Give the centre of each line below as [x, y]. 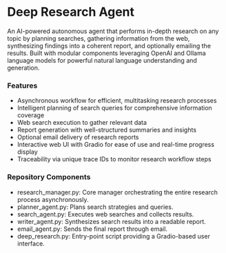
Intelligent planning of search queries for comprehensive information [114, 108]
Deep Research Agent [71, 12]
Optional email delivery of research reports [78, 137]
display [27, 152]
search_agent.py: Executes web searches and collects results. [105, 214]
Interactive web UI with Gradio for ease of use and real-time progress [116, 145]
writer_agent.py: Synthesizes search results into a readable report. [112, 221]
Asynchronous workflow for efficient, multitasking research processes [117, 101]
